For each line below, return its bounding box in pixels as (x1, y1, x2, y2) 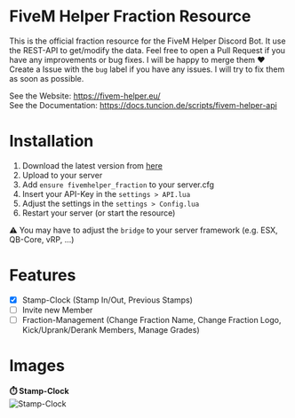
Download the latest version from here (21, 160, 163, 170)
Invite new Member (21, 304, 93, 315)
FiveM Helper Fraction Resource (9, 6, 251, 27)
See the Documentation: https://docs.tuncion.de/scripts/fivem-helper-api (9, 99, 277, 110)
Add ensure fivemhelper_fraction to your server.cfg (21, 179, 215, 190)
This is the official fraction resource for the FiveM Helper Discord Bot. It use (9, 35, 286, 46)
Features (9, 265, 76, 286)
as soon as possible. (9, 73, 84, 83)
